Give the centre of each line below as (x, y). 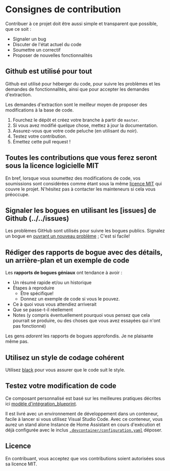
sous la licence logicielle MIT (52, 166)
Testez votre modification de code (61, 386)
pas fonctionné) (29, 326)
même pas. (17, 341)
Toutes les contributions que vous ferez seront (81, 158)
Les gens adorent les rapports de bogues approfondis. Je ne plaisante (79, 336)
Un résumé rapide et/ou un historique (52, 283)
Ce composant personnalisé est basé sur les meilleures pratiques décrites (83, 398)
